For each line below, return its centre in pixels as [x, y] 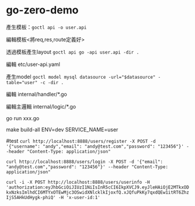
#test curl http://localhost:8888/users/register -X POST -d [81, 141]
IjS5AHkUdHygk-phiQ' [31, 197]
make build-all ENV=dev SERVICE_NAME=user [62, 130]
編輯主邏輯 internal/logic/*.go [41, 106]
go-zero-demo [42, 10]
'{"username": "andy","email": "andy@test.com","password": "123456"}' [95, 146]
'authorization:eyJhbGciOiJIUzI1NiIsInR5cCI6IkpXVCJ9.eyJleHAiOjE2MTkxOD [98, 187]
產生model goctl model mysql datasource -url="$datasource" [81, 76]
